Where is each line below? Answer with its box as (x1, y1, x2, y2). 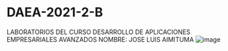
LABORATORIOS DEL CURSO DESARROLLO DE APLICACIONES (6, 28, 190, 36)
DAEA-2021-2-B (6, 4, 103, 21)
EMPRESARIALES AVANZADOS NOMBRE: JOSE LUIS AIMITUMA (6, 35, 194, 43)
